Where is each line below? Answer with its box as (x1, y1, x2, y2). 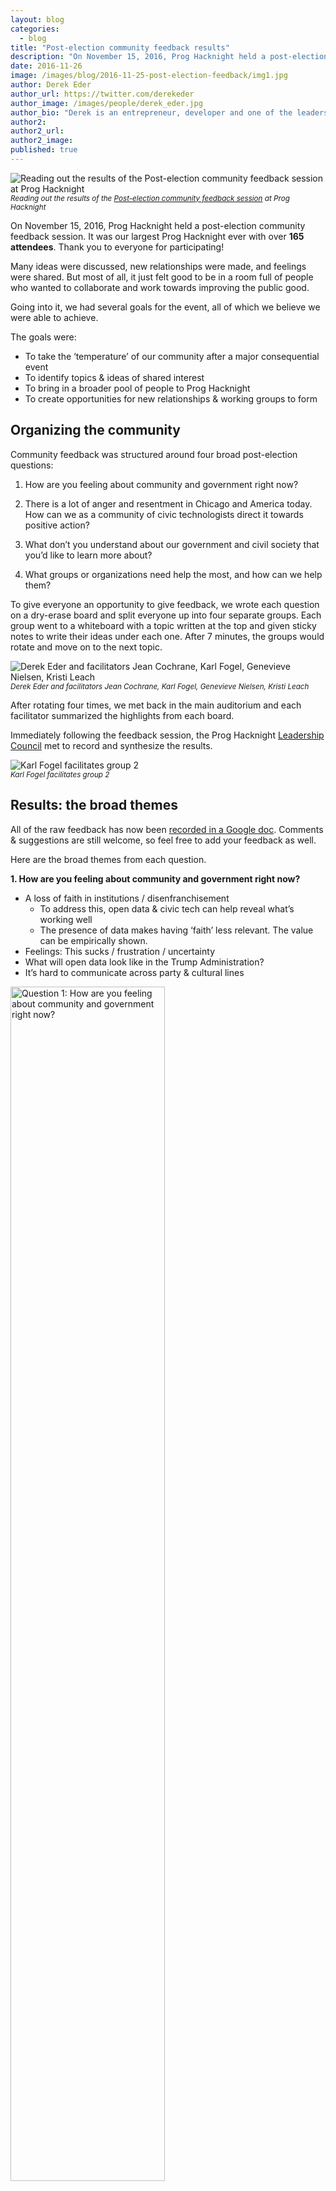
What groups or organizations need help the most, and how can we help (24, 568, 323, 580)
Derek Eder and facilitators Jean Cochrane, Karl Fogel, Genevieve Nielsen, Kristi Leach (10, 681, 310, 691)
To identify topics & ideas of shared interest (24, 371, 205, 383)
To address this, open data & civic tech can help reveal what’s (39, 902, 295, 915)
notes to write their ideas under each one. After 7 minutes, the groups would (10, 630, 325, 642)
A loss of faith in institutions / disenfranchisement (24, 892, 230, 904)
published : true (10, 145, 78, 155)
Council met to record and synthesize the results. (10, 739, 213, 751)
